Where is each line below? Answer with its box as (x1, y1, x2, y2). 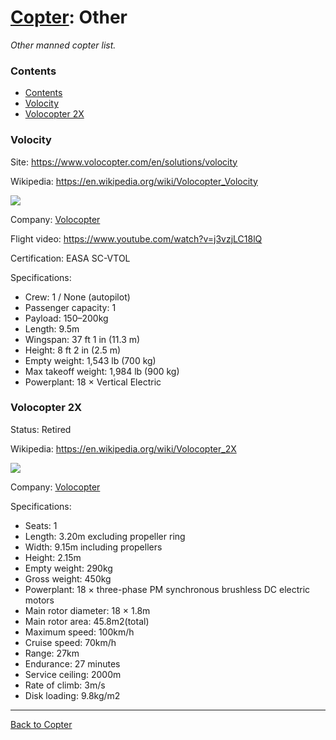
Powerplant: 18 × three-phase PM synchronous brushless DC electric (24, 583, 311, 595)
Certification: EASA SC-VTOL (10, 252, 131, 264)
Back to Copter (10, 718, 73, 730)
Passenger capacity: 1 (24, 301, 117, 313)
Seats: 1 (24, 519, 58, 531)
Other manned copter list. (10, 39, 117, 51)
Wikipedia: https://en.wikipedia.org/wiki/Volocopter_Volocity (10, 175, 258, 187)
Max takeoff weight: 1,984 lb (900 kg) (24, 365, 180, 377)
